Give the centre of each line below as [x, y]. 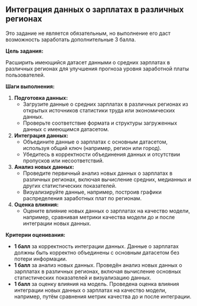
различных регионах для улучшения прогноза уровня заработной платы [97, 69]
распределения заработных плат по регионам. [82, 198]
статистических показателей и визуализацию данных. [83, 278]
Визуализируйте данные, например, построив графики [92, 192]
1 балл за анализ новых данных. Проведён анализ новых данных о [98, 265]
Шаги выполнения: [30, 86]
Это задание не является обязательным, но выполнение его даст [88, 33]
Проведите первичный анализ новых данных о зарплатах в [98, 173]
